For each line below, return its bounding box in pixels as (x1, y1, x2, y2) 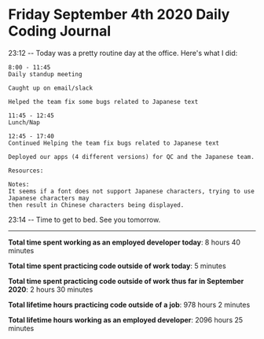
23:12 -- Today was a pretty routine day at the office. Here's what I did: (8, 48, 238, 57)
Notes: (8, 180, 30, 188)
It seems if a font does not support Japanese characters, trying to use (8, 187, 255, 195)
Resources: (8, 167, 44, 175)
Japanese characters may (8, 194, 90, 202)
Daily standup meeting (8, 70, 82, 78)
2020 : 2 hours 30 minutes (8, 285, 93, 294)
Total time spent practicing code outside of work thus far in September (8, 276, 244, 286)
